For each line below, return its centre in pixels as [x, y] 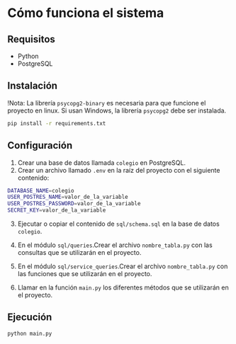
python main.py [30, 333]
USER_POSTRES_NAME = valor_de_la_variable [68, 197]
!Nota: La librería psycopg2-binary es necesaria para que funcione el [107, 103]
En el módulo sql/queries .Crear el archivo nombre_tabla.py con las [115, 245]
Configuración [40, 145]
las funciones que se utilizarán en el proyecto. [85, 274]
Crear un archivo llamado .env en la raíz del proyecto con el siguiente [119, 170]
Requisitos [31, 39]
